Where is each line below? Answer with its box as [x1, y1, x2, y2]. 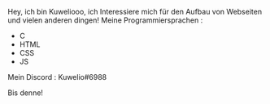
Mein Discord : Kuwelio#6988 [7, 73, 107, 81]
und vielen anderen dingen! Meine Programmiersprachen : [7, 15, 203, 25]
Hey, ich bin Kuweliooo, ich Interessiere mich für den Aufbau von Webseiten [7, 7, 262, 16]
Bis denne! [7, 88, 44, 98]
